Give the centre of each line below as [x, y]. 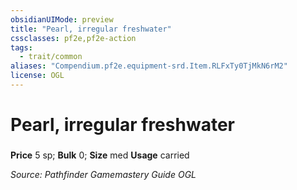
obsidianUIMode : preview [62, 19]
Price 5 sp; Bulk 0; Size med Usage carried [100, 155]
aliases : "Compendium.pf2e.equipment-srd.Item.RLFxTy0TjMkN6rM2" [149, 66]
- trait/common [51, 57]
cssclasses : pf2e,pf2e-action [73, 38]
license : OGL [37, 76]
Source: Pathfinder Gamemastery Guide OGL [103, 174]
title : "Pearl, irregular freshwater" [91, 29]
